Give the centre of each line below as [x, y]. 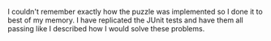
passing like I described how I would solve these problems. [106, 29]
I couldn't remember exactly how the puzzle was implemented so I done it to [135, 12]
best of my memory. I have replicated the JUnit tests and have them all [126, 20]
